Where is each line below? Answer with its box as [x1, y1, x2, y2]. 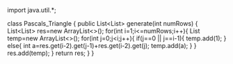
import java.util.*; [7, 6, 57, 14]
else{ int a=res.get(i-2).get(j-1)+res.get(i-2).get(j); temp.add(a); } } [7, 42, 197, 49]
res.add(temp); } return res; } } [7, 49, 95, 57]
